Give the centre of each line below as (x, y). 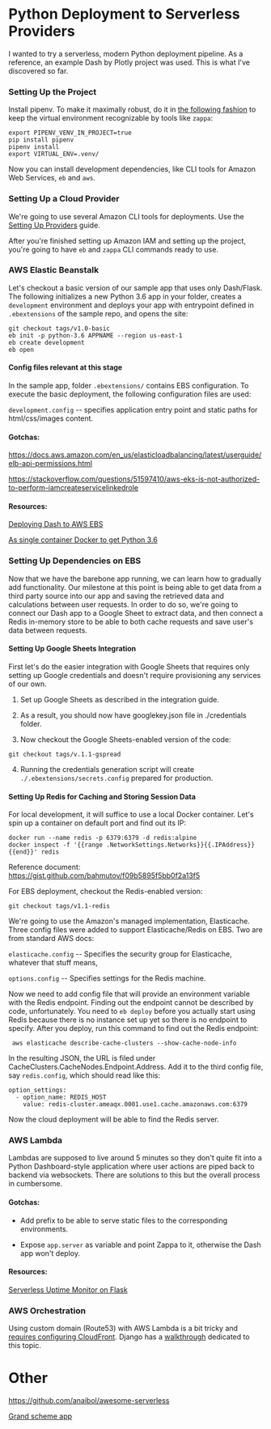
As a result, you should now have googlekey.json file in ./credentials (133, 715)
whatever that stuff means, (53, 963)
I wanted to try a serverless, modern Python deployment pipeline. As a (126, 53)
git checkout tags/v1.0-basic (59, 329)
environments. (44, 1229)
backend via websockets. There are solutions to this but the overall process (134, 1175)
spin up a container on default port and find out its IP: (97, 823)
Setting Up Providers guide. (55, 225)
